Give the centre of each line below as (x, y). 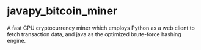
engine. (16, 40)
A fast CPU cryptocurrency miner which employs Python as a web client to (101, 28)
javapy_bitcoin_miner (62, 11)
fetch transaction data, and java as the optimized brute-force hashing (94, 34)
